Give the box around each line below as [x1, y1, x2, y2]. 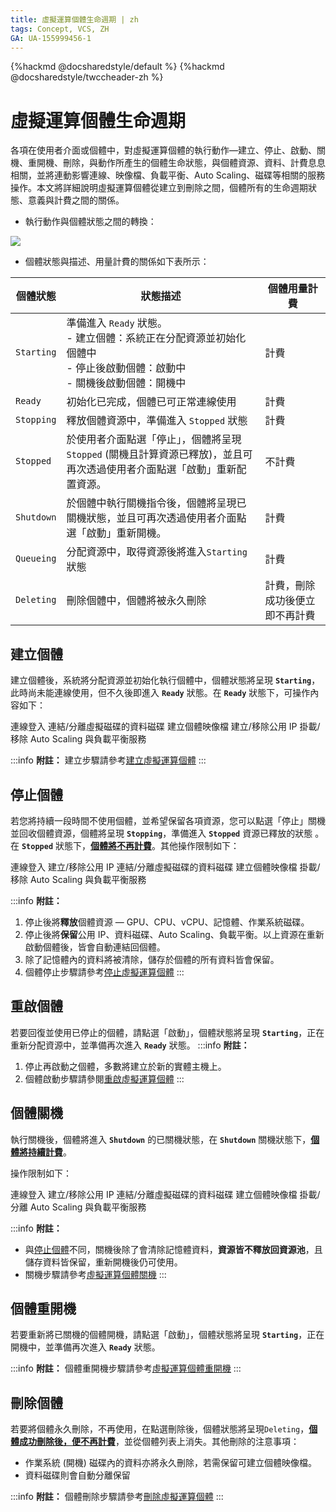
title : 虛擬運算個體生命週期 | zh [10, 14, 139, 25]
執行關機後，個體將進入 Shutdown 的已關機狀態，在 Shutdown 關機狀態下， [10, 1133, 312, 1145]
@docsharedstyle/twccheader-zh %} [10, 71, 164, 83]
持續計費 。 [27, 1146, 72, 1158]
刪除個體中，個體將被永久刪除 [66, 594, 207, 608]
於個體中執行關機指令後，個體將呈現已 [66, 496, 247, 510]
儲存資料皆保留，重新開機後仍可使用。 [24, 1256, 183, 1268]
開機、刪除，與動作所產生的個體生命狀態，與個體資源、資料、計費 [36, 157, 308, 169]
